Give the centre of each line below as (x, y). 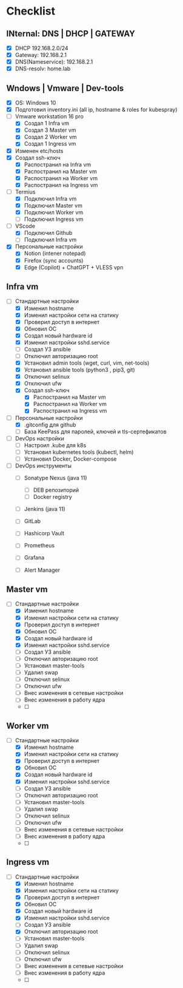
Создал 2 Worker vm (50, 137)
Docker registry (53, 497)
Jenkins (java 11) (45, 509)
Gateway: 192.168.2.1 (41, 55)
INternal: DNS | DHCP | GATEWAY (71, 34)
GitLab (32, 521)
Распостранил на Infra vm (58, 164)
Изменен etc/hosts (39, 151)
